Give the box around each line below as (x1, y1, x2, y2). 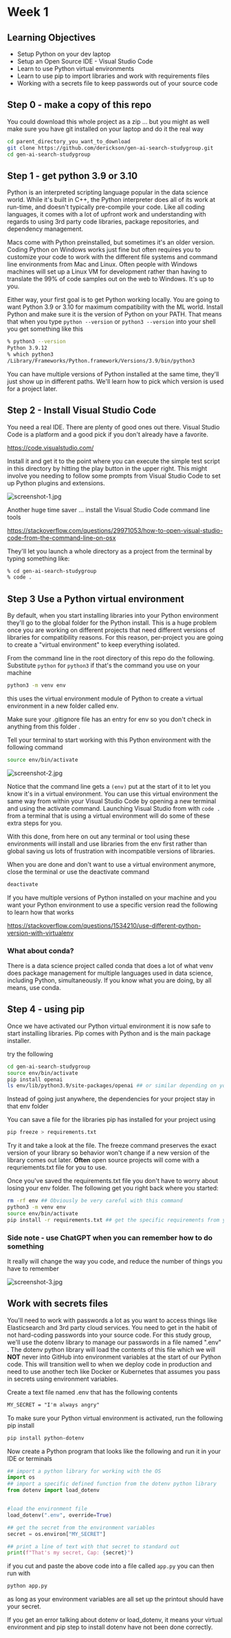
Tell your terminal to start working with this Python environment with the (7, 736, 211, 744)
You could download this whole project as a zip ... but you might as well (7, 117, 210, 125)
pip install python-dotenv (7, 1435, 85, 1442)
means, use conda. (7, 984, 61, 992)
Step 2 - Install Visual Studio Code (7, 405, 157, 416)
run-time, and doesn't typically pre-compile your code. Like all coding (7, 203, 205, 211)
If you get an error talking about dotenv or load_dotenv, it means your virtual (7, 1616, 223, 1624)
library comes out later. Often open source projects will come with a (7, 1156, 199, 1164)
